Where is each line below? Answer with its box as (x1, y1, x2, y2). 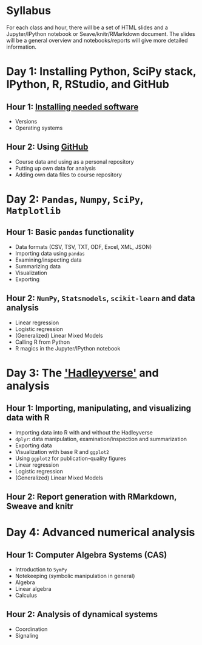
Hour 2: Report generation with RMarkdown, (6, 491, 177, 502)
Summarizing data (15, 262, 61, 270)
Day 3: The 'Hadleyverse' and (6, 366, 159, 380)
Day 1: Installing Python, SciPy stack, (6, 64, 197, 78)
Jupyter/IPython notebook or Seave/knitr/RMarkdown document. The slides (6, 30, 195, 37)
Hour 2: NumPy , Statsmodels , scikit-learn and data (6, 293, 195, 304)
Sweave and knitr (6, 501, 74, 511)
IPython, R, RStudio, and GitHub (6, 77, 170, 91)
